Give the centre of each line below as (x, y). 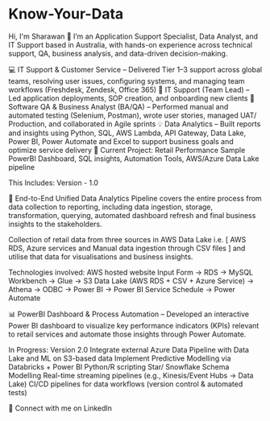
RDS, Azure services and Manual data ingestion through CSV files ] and (127, 248)
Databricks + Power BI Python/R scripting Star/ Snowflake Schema (119, 366)
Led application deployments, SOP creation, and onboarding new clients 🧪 (132, 98)
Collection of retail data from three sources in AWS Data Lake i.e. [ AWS (127, 239)
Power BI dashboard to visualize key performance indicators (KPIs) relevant (134, 325)
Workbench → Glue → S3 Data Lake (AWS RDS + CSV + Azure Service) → (131, 281)
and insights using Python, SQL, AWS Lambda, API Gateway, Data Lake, (127, 133)
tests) (18, 392)
